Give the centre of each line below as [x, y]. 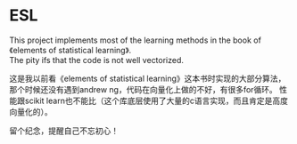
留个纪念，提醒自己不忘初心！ [64, 131]
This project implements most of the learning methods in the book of [135, 40]
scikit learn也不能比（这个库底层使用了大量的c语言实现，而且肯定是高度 [156, 100]
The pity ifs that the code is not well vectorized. [97, 60]
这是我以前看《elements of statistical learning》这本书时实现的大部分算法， [148, 78]
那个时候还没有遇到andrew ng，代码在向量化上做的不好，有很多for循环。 [144, 89]
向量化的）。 [31, 111]
